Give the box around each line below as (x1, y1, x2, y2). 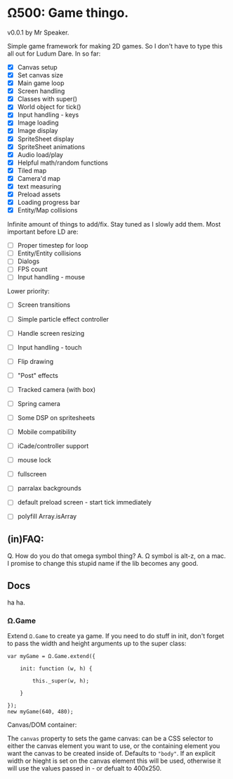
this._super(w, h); (32, 678, 90, 685)
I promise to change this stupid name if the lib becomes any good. (7, 559, 199, 568)
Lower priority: (7, 287, 50, 296)
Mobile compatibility (17, 428, 76, 436)
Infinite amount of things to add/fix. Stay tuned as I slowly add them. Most (7, 220, 221, 229)
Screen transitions (17, 300, 71, 309)
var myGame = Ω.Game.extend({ (7, 653, 96, 660)
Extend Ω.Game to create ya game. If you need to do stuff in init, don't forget (7, 632, 225, 640)
